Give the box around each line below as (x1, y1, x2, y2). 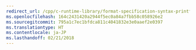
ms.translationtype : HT (6, 24, 64, 30)
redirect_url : (6, 8, 41, 14)
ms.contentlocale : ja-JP (6, 30, 66, 36)
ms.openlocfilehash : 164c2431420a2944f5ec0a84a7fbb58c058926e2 (6, 14, 163, 20)
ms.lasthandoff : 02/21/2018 (6, 35, 75, 41)
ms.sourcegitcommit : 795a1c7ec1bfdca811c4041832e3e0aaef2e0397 (6, 19, 163, 25)
